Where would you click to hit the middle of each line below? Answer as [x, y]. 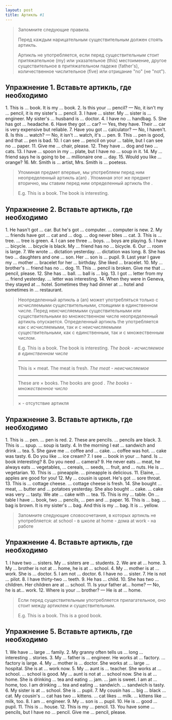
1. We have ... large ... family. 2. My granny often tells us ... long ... [74, 652]
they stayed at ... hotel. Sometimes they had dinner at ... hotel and [74, 284]
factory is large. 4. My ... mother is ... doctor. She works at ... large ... [78, 663]
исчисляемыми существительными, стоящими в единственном [88, 305]
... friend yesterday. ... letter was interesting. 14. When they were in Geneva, [85, 279]
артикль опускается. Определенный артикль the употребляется [88, 322]
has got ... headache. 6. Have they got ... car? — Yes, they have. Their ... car [85, 124]
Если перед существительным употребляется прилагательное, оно [92, 600]
